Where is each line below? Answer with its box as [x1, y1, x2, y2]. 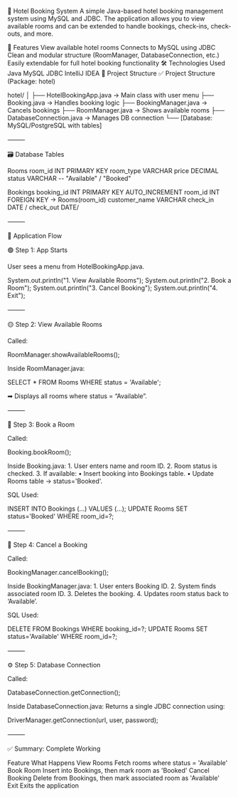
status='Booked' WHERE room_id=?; [7, 512, 114, 520]
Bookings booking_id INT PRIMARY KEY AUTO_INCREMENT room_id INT [7, 188, 220, 196]
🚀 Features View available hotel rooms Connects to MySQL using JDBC [7, 43, 216, 51]
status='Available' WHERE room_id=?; [7, 632, 118, 640]
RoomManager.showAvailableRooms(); [7, 350, 120, 359]
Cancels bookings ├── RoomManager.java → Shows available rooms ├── [7, 106, 225, 114]
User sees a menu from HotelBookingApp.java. [7, 262, 144, 271]
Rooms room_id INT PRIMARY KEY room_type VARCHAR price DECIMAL [7, 167, 219, 174]
